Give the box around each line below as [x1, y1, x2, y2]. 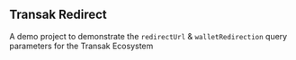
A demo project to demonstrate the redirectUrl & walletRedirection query [9, 30, 288, 41]
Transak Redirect [9, 7, 108, 22]
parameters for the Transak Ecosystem [9, 40, 154, 51]
